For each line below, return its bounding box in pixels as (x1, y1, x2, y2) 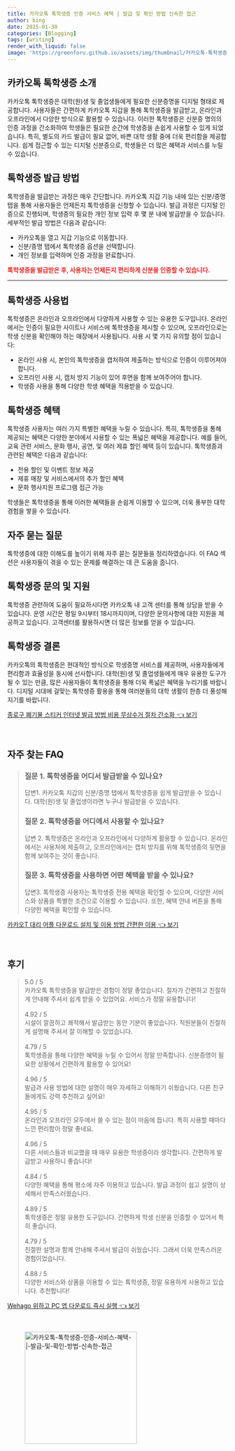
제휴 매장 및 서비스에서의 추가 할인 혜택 (17, 475, 124, 483)
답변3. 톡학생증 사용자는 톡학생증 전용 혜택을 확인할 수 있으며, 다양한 (24, 887, 211, 896)
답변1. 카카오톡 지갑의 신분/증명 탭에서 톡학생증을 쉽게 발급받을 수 (24, 789, 203, 797)
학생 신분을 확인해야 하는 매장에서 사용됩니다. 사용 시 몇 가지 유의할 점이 (7, 332, 203, 341)
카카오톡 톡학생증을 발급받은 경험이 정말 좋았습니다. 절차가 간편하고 (24, 986, 208, 994)
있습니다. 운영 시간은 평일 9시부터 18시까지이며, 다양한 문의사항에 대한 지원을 (7, 609, 217, 618)
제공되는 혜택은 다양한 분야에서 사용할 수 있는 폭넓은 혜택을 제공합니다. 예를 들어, (7, 433, 227, 442)
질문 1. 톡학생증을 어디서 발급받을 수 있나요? (24, 771, 163, 781)
